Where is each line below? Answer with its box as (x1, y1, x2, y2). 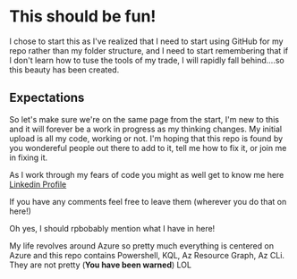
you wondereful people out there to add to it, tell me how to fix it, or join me (9, 142, 287, 153)
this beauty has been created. (9, 64, 120, 75)
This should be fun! (9, 6, 157, 27)
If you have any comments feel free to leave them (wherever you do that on (9, 196, 287, 207)
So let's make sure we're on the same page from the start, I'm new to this (9, 114, 280, 124)
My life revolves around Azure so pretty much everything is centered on (9, 240, 275, 251)
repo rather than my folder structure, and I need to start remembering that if (9, 45, 289, 55)
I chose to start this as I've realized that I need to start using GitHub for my (9, 36, 284, 46)
